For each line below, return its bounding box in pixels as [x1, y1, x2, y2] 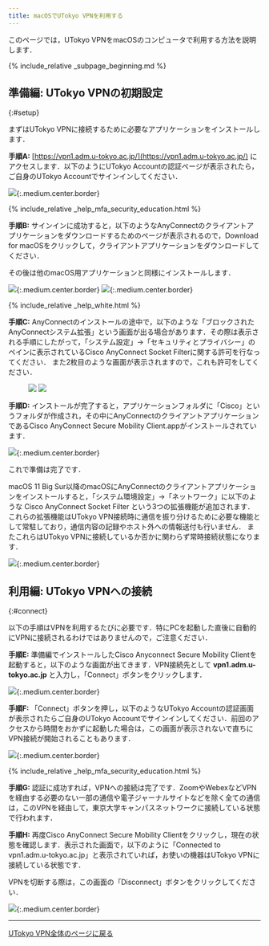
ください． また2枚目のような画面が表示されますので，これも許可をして [14, 357, 252, 367]
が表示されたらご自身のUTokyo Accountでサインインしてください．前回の [8, 714, 252, 724]
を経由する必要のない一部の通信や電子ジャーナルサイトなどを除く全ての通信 [8, 793, 261, 803]
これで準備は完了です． [8, 465, 86, 475]
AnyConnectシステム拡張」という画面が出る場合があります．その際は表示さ [8, 327, 259, 337]
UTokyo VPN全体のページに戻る [8, 928, 114, 938]
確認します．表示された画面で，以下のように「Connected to [22, 840, 222, 850]
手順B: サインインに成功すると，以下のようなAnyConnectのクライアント [8, 221, 247, 230]
